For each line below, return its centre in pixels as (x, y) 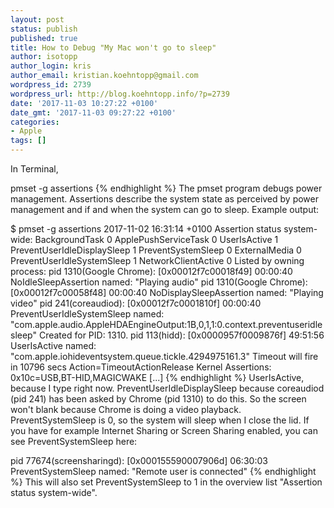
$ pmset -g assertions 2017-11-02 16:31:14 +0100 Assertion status (146, 229)
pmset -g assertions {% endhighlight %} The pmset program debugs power (166, 188)
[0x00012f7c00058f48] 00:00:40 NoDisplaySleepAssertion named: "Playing (167, 292)
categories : (35, 122)
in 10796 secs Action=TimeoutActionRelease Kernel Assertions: (141, 367)
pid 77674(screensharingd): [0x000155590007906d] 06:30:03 (139, 460)
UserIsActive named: (53, 345)
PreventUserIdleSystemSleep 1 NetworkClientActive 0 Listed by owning (157, 260)
